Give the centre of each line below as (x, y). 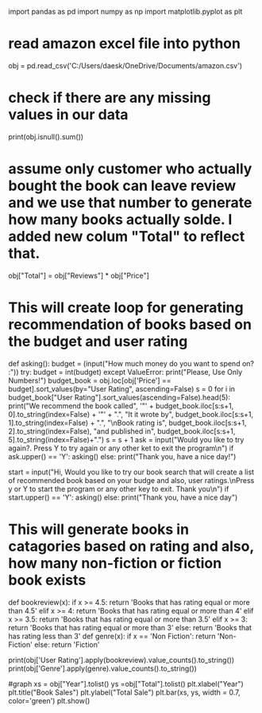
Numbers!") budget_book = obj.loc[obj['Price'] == (90, 380)
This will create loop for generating (126, 308)
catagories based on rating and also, (131, 546)
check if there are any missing (110, 98)
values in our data (68, 115)
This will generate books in (98, 529)
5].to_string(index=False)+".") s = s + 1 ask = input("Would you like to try (126, 439)
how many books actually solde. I (120, 220)
